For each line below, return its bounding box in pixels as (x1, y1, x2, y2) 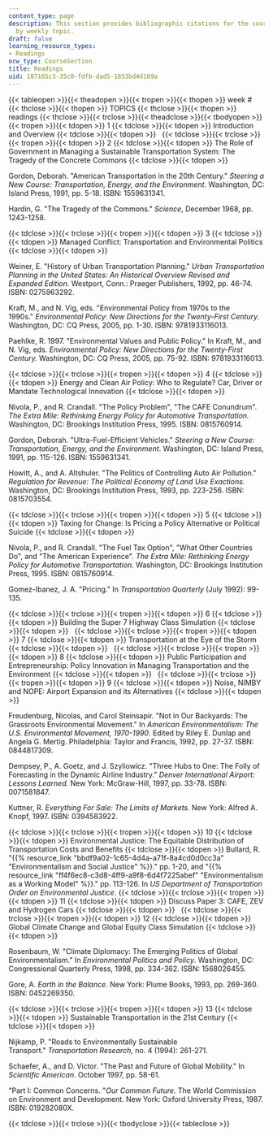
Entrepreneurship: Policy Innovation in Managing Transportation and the (8, 660, 249, 670)
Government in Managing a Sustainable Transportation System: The (8, 146, 236, 156)
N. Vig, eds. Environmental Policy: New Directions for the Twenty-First (8, 345, 244, 354)
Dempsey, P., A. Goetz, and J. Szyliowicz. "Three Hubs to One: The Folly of (8, 761, 260, 770)
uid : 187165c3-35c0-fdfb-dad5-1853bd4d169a (8, 72, 158, 80)
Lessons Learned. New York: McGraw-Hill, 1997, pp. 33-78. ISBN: (8, 778, 227, 788)
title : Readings (8, 65, 63, 73)
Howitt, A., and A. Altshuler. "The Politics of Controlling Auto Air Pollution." (8, 468, 258, 478)
